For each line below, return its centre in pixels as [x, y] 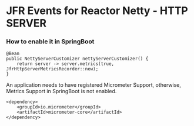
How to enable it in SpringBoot [50, 42]
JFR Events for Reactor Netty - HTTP [97, 11]
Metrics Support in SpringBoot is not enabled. [61, 91]
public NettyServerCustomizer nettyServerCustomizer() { [77, 59]
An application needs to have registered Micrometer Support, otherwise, [93, 85]
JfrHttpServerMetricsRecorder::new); [52, 69]
